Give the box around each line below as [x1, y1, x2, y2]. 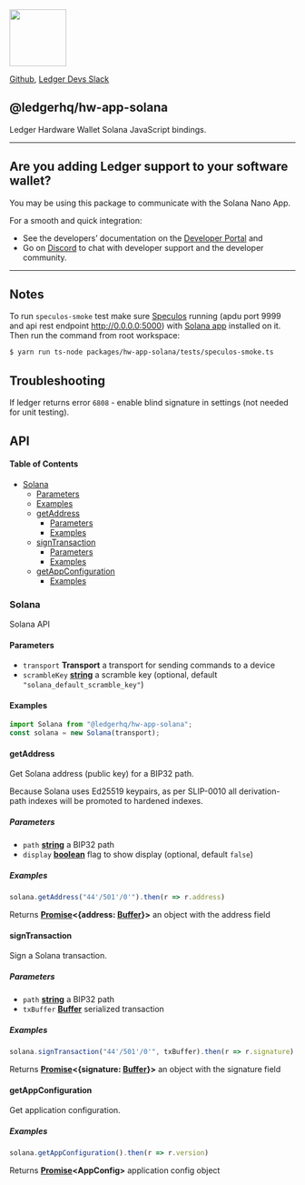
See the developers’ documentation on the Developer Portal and [22, 232, 263, 244]
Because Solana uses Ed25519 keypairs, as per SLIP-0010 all [9, 786, 238, 797]
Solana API [9, 618, 51, 630]
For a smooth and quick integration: [9, 215, 143, 226]
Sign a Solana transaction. [9, 950, 107, 961]
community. [22, 252, 67, 263]
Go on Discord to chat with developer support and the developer [22, 242, 264, 253]
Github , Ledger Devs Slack [9, 74, 110, 85]
